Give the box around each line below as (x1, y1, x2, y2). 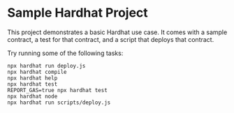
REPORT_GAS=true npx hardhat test (7, 86, 108, 93)
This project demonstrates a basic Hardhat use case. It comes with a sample (7, 28, 228, 36)
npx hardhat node (7, 93, 58, 100)
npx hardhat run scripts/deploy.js (7, 99, 111, 106)
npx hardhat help (7, 75, 58, 82)
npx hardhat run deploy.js (7, 62, 86, 69)
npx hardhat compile (7, 68, 68, 75)
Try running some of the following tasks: (7, 49, 124, 57)
